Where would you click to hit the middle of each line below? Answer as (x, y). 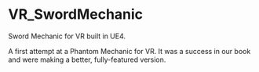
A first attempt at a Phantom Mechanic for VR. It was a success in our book (129, 51)
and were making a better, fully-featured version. (87, 59)
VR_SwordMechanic (76, 14)
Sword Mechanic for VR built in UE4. (67, 36)
